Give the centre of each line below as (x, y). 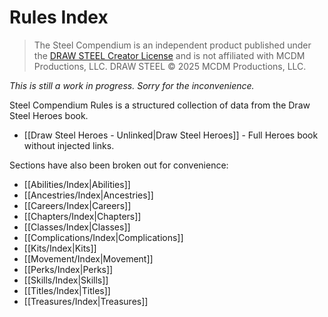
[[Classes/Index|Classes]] (77, 227)
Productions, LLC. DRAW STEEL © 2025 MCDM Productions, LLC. (170, 66)
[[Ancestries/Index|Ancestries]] (88, 195)
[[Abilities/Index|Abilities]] (77, 184)
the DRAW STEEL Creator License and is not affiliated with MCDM (169, 55)
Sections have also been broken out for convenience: (119, 165)
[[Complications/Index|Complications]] (103, 237)
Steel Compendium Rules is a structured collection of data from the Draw (160, 105)
